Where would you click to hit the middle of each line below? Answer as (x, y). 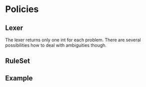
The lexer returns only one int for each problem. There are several (73, 40)
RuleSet (18, 61)
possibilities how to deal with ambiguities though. (56, 45)
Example (19, 78)
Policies (22, 9)
